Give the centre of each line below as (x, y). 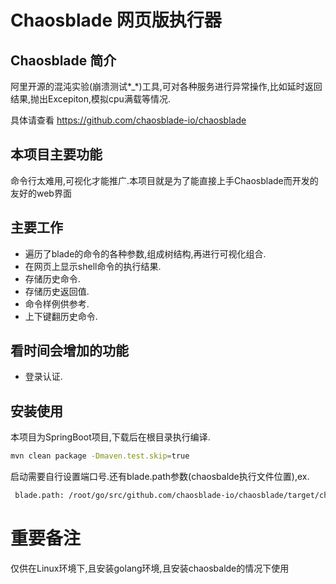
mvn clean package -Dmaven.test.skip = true (100, 456)
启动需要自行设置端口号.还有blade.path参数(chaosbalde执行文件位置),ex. (160, 477)
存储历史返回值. (57, 291)
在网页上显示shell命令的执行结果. (93, 266)
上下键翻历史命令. (61, 316)
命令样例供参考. (57, 303)
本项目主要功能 (56, 154)
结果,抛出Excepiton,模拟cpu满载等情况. (90, 99)
